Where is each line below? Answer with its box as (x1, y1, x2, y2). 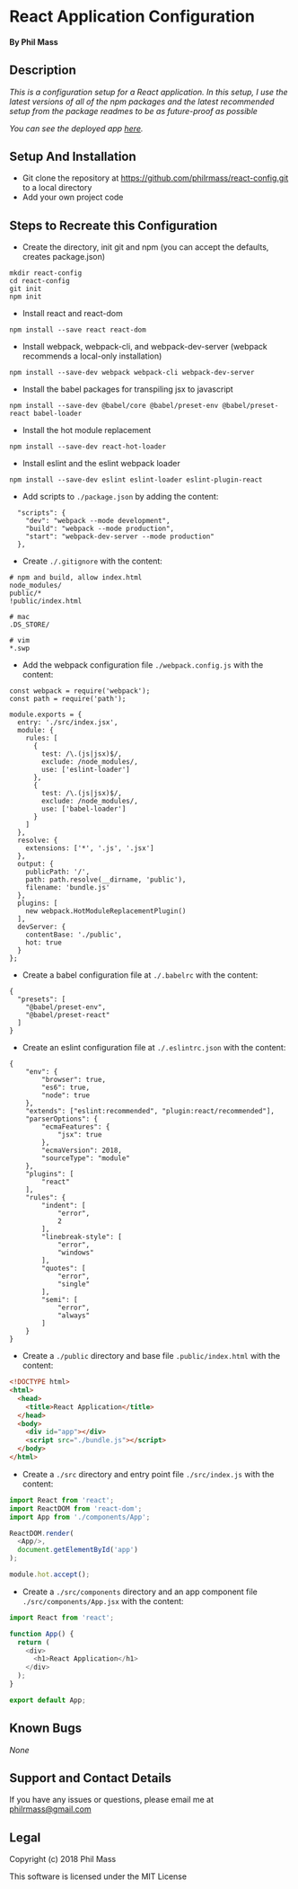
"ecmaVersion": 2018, (41, 1146, 123, 1156)
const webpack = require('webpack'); (9, 687, 151, 696)
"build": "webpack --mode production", (25, 524, 175, 534)
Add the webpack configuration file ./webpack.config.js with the (22, 660, 264, 670)
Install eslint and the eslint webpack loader (22, 458, 181, 469)
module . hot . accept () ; (9, 1570, 91, 1579)
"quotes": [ (41, 1264, 87, 1273)
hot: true (25, 938, 63, 947)
